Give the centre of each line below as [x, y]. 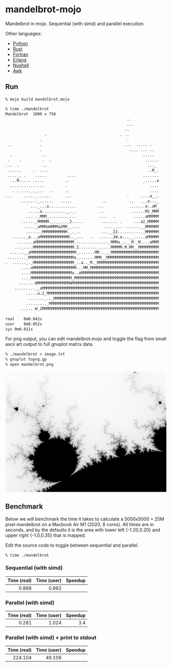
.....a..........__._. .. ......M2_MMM [93, 211]
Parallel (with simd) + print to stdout [51, 637]
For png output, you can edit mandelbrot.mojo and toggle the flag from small [86, 339]
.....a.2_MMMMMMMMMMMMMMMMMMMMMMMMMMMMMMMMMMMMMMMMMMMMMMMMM [92, 293]
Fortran [20, 54]
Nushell [21, 65]
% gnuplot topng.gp [26, 359]
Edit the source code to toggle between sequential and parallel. [72, 545]
